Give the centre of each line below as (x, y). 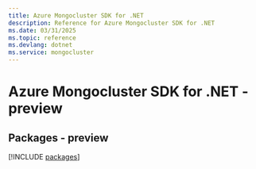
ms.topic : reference (43, 38)
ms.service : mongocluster (51, 52)
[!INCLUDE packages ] (44, 157)
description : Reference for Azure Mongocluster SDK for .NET (112, 23)
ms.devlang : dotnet (41, 45)
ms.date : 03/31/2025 (43, 30)
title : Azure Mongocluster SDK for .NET (76, 15)
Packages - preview (58, 138)
